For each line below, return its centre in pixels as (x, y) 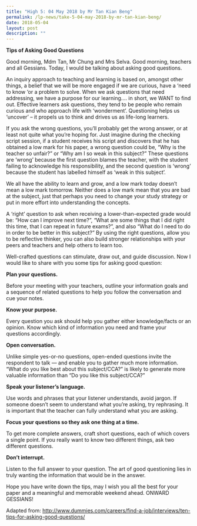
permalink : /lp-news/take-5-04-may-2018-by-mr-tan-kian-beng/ (84, 17)
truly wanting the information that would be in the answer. (76, 475)
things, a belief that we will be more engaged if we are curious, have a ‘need (98, 86)
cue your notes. (25, 298)
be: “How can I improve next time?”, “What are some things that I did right (95, 220)
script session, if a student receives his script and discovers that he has (93, 141)
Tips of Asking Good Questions (45, 50)
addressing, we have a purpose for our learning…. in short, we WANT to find (98, 98)
